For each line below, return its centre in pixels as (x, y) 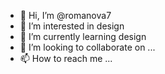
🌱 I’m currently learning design (83, 36)
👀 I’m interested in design (72, 26)
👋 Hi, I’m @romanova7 (65, 15)
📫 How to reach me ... (66, 58)
